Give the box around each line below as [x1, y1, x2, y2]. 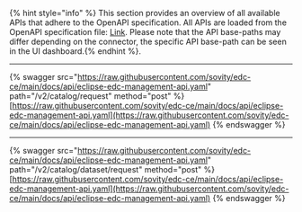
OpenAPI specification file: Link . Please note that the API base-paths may [9, 27, 281, 37]
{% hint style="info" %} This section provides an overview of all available [9, 8, 280, 18]
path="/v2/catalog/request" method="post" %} [9, 91, 185, 102]
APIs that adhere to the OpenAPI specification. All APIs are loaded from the [9, 17, 288, 28]
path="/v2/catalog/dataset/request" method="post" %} [9, 164, 216, 174]
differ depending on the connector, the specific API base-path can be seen [9, 36, 288, 47]
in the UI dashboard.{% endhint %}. [9, 46, 142, 57]
